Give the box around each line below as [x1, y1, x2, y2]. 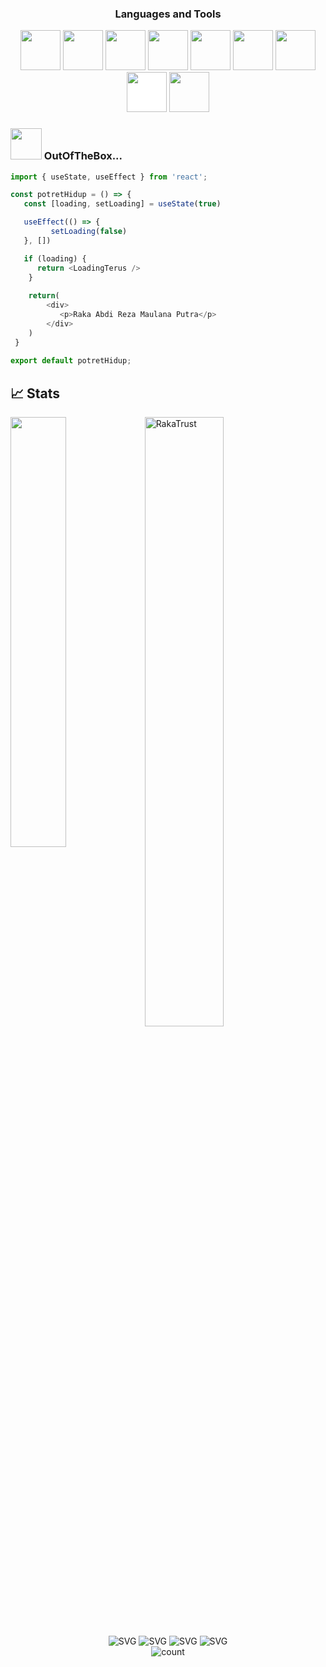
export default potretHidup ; [10, 356, 132, 366]
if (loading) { [23, 253, 87, 264]
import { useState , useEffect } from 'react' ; [10, 172, 208, 182]
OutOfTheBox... [43, 149, 123, 163]
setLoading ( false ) [50, 227, 128, 237]
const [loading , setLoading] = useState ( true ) [23, 199, 222, 209]
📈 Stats [10, 385, 61, 402]
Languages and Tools [114, 7, 222, 21]
